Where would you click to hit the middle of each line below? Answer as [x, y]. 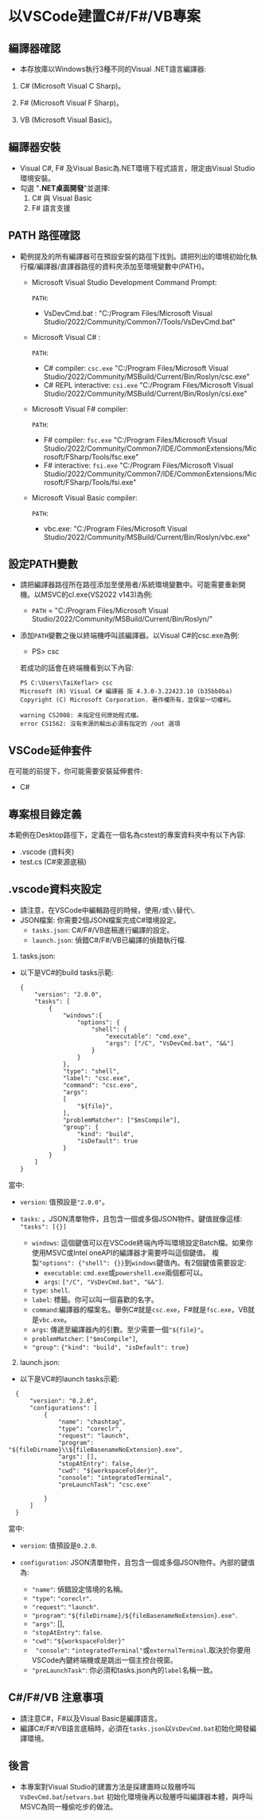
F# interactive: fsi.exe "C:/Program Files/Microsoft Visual [138, 465]
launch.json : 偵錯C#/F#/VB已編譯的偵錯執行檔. [109, 940]
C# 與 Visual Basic [62, 198]
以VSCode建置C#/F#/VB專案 [105, 16]
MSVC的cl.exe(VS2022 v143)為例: [97, 594]
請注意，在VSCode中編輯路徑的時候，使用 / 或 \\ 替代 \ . [108, 909]
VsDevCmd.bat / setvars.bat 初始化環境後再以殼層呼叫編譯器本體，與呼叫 [136, 1797]
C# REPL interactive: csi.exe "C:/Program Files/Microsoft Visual [148, 385]
